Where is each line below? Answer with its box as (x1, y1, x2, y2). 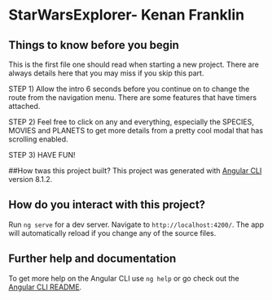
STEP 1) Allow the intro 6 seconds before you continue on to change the (8, 84, 250, 93)
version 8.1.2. (8, 175, 53, 184)
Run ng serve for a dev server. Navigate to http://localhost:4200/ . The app (8, 220, 265, 229)
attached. (8, 102, 41, 111)
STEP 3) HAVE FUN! (8, 150, 76, 159)
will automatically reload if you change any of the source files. (8, 228, 217, 237)
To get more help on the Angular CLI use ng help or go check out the (8, 273, 239, 283)
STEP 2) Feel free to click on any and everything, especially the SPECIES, (8, 117, 255, 127)
